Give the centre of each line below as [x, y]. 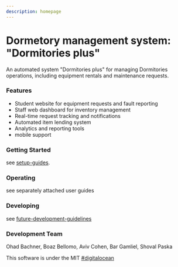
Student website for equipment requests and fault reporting [86, 103]
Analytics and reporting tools [49, 128]
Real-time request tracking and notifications [68, 116]
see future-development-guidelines [49, 218]
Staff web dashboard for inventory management [72, 110]
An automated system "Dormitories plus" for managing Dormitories [87, 69]
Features [19, 90]
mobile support [33, 134]
